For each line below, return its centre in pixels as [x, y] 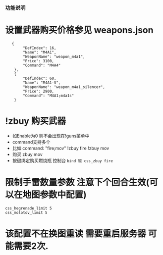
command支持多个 [31, 142]
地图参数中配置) [54, 195]
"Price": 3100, [39, 61]
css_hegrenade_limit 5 [28, 208]
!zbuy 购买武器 [36, 121]
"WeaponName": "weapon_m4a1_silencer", [64, 87]
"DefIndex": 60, [40, 78]
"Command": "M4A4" [42, 65]
